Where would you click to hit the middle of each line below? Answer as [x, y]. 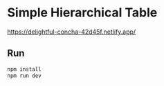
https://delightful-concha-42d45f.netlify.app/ [72, 32]
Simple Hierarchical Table [82, 13]
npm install [24, 69]
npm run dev [24, 76]
